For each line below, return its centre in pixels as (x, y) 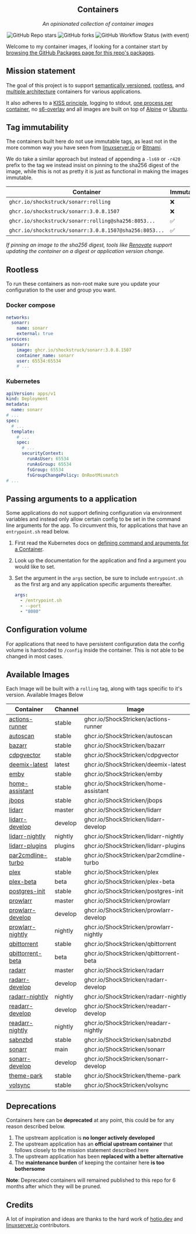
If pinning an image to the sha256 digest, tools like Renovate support (89, 245)
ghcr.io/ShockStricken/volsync (127, 1085)
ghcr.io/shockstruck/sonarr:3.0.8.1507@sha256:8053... (87, 230)
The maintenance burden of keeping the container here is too (89, 1163)
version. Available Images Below (45, 695)
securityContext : (43, 453)
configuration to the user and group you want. (61, 290)
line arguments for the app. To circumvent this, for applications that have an (97, 525)
